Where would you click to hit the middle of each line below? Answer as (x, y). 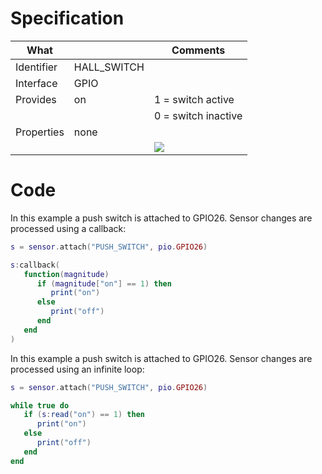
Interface (36, 83)
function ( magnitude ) (66, 274)
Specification (67, 18)
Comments (198, 50)
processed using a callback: (68, 228)
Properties (40, 132)
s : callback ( (35, 265)
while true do (40, 405)
